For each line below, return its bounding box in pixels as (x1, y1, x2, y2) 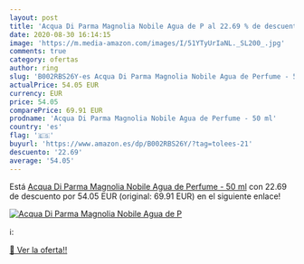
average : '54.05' (9, 156, 75, 165)
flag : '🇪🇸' (9, 131, 54, 140)
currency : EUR (9, 89, 63, 98)
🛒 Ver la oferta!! (9, 244, 68, 255)
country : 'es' (9, 123, 63, 132)
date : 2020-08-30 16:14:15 (9, 30, 111, 39)
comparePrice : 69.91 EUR (9, 106, 103, 115)
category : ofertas (9, 55, 79, 64)
